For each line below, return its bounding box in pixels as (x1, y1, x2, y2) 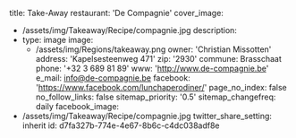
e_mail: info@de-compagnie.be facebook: (35, 73, 190, 83)
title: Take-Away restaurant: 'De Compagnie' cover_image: (9, 8, 224, 18)
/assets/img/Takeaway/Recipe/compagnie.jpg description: (21, 25, 237, 35)
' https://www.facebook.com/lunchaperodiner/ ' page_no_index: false (35, 82, 288, 92)
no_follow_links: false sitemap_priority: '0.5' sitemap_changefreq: (35, 91, 276, 102)
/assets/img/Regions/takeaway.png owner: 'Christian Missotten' (35, 44, 272, 55)
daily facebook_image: (35, 101, 119, 111)
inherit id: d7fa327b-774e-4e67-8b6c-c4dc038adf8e (21, 120, 221, 131)
